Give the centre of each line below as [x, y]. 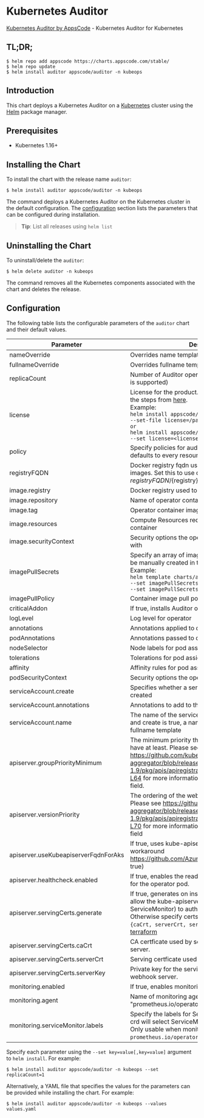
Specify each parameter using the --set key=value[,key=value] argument [99, 1052]
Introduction [30, 90]
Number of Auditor [157, 374]
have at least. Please [160, 747]
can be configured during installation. [53, 215]
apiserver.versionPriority [45, 814]
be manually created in [163, 563]
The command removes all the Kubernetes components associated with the [101, 283]
